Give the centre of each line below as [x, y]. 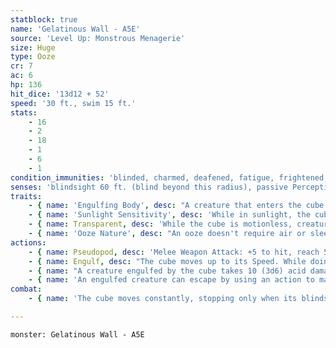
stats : [24, 112]
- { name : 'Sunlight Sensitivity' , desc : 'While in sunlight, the [169, 215]
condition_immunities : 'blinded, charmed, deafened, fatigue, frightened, [169, 177]
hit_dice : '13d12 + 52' [60, 94]
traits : [26, 196]
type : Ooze [33, 57]
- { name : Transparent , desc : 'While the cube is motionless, [160, 224]
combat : [26, 289]
